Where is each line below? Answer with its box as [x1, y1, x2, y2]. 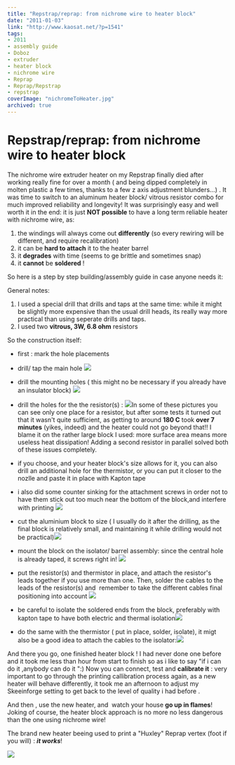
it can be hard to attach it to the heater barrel [17, 244, 149, 252]
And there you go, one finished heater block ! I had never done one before [7, 649, 222, 658]
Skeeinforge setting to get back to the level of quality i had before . [7, 687, 201, 695]
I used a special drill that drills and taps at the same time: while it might [17, 300, 222, 308]
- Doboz [7, 50, 30, 57]
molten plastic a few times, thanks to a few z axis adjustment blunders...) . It [7, 185, 227, 194]
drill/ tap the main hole [17, 364, 83, 372]
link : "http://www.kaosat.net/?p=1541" [7, 23, 124, 30]
